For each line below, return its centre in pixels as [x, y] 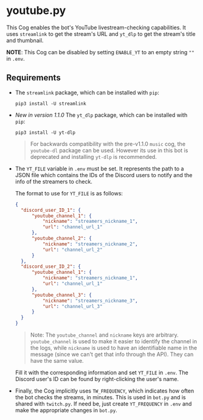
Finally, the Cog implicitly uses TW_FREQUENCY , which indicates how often [105, 391]
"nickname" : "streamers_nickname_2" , [90, 244]
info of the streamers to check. [54, 181]
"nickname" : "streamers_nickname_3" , [90, 301]
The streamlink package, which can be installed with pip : [87, 93]
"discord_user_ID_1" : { [51, 210]
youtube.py [36, 11]
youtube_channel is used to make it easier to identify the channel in [114, 341]
